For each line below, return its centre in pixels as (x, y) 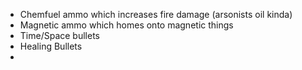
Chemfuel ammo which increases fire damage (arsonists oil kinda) (156, 14)
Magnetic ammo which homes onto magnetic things (126, 25)
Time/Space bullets (59, 35)
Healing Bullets (51, 46)
